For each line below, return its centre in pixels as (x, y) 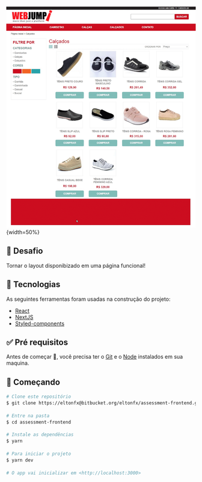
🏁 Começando (33, 382)
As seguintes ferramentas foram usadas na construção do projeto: (88, 299)
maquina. (18, 363)
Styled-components (40, 323)
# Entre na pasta (28, 416)
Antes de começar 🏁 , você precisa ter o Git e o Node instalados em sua (95, 357)
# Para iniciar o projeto (38, 454)
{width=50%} (23, 232)
